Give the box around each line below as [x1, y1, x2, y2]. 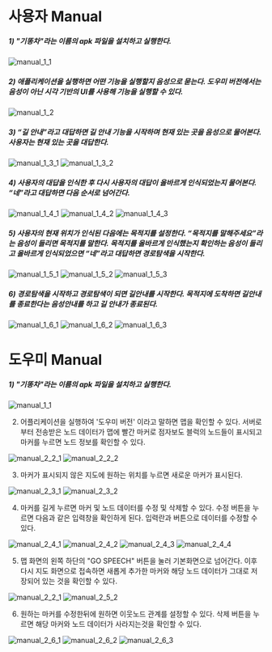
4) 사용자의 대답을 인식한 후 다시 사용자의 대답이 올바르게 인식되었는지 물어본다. [8, 177, 257, 187]
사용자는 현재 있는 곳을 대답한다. [8, 137, 109, 146]
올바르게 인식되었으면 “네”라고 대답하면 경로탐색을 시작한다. [16, 248, 206, 258]
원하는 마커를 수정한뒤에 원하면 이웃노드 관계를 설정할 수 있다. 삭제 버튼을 [19, 609, 252, 619]
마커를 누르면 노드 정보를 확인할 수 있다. [19, 438, 146, 447]
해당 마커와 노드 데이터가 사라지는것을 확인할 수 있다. [35, 620, 202, 629]
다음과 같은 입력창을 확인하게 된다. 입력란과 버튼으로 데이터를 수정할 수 [35, 513, 258, 523]
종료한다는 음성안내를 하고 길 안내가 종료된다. [16, 298, 159, 308]
